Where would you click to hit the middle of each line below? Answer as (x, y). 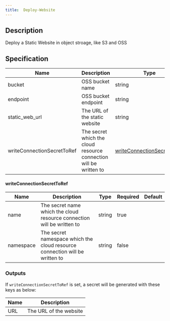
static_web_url (25, 117)
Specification (27, 59)
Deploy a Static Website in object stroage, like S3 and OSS (66, 43)
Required (128, 197)
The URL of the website (55, 311)
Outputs (16, 273)
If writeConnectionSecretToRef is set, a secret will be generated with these (83, 284)
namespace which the (67, 239)
